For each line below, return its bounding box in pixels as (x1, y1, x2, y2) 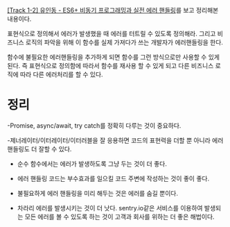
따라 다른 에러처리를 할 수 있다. (19, 70, 103, 78)
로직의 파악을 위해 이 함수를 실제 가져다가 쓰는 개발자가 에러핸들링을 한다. (25, 38, 224, 47)
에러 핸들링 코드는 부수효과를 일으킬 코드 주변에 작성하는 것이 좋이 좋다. (17, 174, 210, 183)
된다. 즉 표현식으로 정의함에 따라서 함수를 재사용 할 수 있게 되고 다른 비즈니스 (7, 62, 214, 69)
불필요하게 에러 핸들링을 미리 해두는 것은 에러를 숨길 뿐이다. (17, 189, 179, 197)
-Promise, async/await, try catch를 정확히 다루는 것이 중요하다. (7, 121, 182, 130)
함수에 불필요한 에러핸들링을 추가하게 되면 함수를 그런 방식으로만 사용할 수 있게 (7, 53, 220, 61)
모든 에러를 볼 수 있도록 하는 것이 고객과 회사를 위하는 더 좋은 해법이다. (24, 212, 215, 221)
